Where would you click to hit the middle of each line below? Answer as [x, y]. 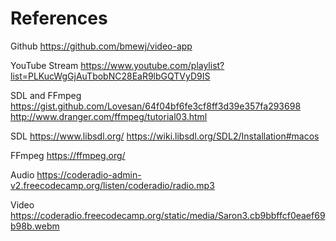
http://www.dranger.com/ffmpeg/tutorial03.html [109, 116]
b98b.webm [35, 226]
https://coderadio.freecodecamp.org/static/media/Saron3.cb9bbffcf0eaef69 [168, 215]
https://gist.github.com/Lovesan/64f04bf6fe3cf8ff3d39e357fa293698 [156, 106]
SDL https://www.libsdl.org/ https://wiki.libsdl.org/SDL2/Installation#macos [165, 136]
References [59, 18]
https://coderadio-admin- [89, 174]
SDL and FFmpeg [46, 95]
